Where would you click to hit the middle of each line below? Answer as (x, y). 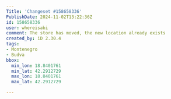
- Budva (15, 55)
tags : (13, 44)
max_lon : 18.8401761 (36, 76)
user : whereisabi (27, 28)
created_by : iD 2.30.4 (34, 38)
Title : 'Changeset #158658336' (44, 11)
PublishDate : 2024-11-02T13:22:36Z (49, 17)
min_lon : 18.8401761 (36, 66)
